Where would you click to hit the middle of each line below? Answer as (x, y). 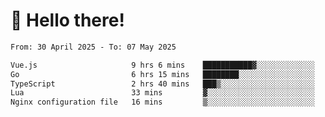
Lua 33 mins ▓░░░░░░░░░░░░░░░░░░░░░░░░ (162, 93)
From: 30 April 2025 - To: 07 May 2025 (93, 47)
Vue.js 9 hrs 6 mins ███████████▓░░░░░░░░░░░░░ (162, 65)
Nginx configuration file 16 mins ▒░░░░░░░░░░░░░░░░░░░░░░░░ (162, 102)
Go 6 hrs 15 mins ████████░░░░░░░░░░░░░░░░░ (162, 74)
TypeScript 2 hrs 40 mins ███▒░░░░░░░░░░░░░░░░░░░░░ (162, 84)
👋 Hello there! (67, 20)
